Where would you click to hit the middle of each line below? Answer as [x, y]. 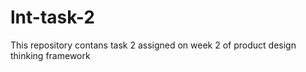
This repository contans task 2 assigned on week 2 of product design [153, 45]
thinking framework [50, 55]
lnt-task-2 [52, 17]
